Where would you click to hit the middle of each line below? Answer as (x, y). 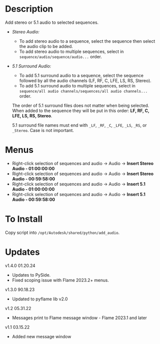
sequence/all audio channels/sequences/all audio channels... (83, 91)
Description (29, 9)
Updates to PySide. (31, 275)
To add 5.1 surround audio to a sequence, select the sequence (81, 75)
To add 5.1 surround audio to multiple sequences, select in (77, 85)
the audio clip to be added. (46, 46)
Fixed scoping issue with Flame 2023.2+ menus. (60, 280)
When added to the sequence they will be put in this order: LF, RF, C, (80, 111)
